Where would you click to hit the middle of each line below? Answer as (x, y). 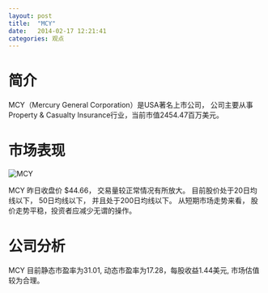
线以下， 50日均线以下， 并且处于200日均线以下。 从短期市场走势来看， (129, 201)
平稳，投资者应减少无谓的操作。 (83, 210)
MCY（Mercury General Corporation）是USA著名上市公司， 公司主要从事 (131, 105)
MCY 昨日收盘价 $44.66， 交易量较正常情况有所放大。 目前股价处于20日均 (133, 190)
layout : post (30, 16)
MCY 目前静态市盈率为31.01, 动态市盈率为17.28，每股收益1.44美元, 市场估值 (134, 270)
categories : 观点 (36, 38)
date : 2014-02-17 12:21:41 (57, 31)
